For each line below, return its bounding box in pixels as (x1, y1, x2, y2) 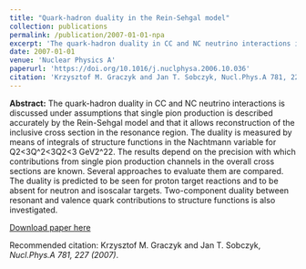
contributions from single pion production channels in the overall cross (9, 156, 275, 167)
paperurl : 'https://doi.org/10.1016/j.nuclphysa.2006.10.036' (9, 65, 250, 74)
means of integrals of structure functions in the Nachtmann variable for (9, 136, 277, 147)
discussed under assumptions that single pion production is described (9, 107, 273, 119)
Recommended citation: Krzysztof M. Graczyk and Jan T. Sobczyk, (9, 239, 261, 251)
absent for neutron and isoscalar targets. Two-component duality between (9, 184, 290, 196)
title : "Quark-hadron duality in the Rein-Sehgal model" (9, 13, 230, 23)
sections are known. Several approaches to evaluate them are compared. (9, 165, 284, 176)
